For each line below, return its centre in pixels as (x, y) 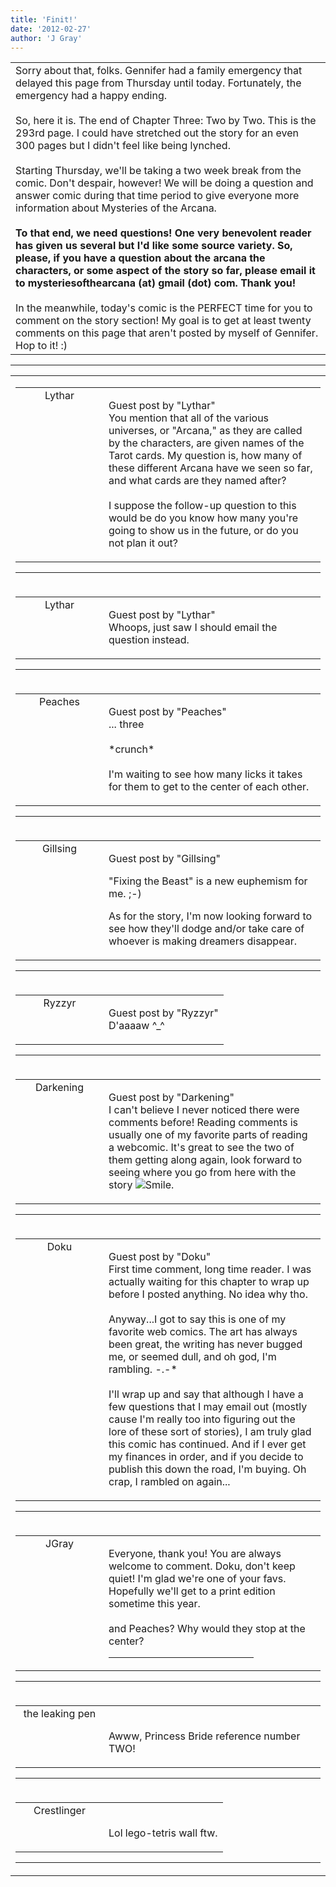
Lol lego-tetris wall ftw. (163, 1833)
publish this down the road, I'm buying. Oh (207, 1469)
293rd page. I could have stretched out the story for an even (157, 133)
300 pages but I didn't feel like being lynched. (123, 146)
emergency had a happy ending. (91, 96)
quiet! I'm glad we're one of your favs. (197, 1579)
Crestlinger (59, 1811)
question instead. (149, 640)
